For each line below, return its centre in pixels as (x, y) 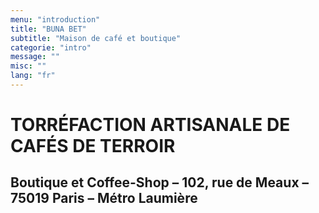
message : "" (35, 57)
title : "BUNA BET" (48, 29)
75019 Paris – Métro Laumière (104, 198)
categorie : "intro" (51, 47)
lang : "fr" (33, 76)
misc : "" (28, 66)
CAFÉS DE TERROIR (93, 146)
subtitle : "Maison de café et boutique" (96, 38)
